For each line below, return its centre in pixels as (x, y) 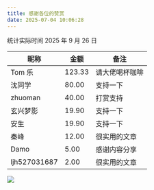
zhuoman (26, 97)
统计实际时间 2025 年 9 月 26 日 (52, 40)
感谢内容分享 (116, 150)
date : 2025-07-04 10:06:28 (46, 20)
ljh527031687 (34, 162)
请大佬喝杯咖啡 (119, 72)
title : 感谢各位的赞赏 (36, 13)
